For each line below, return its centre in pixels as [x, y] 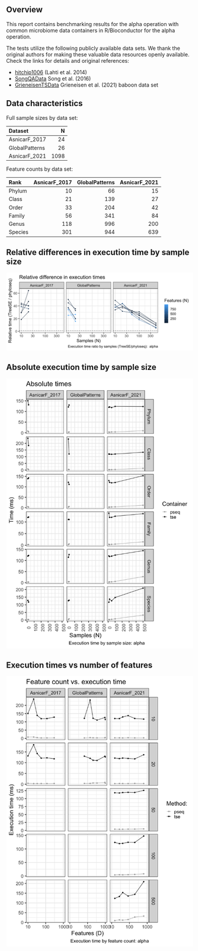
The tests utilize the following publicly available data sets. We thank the [93, 48]
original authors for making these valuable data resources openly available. [98, 54]
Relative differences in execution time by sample [98, 252]
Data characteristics [44, 103]
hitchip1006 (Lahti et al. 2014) [51, 72]
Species [18, 232]
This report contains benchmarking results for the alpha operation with [92, 24]
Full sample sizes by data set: [42, 117]
